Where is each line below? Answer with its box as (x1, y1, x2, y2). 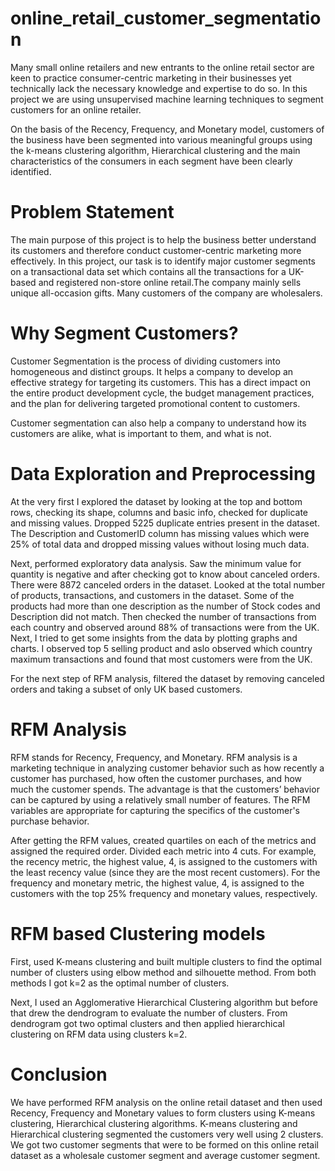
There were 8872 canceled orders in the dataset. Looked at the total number (10, 578, 326, 591)
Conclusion (10, 1063, 108, 1086)
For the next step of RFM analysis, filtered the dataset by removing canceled (10, 672, 325, 684)
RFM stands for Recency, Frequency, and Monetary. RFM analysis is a (10, 751, 298, 763)
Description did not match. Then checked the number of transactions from (10, 610, 317, 622)
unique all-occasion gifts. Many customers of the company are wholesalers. (10, 287, 323, 299)
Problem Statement (10, 201, 175, 224)
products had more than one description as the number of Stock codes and (10, 600, 321, 612)
